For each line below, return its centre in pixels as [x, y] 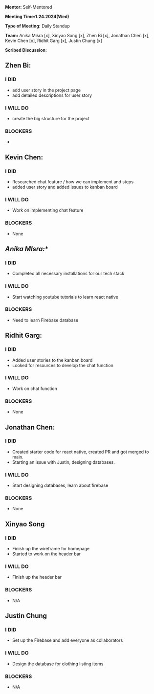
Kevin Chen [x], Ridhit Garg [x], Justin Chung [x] [54, 41]
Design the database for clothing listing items [58, 664]
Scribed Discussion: [26, 50]
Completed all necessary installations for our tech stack [68, 274]
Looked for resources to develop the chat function [63, 365]
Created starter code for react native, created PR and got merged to [80, 452]
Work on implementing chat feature [48, 210]
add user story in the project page [46, 90]
